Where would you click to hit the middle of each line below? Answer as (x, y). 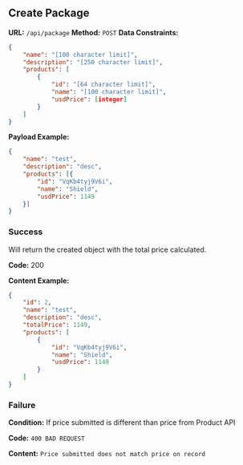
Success (26, 232)
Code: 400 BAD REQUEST (47, 438)
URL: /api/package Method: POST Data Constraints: (93, 32)
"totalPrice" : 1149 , (57, 325)
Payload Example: (39, 137)
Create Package (49, 13)
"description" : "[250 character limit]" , (93, 62)
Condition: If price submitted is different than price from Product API (122, 423)
